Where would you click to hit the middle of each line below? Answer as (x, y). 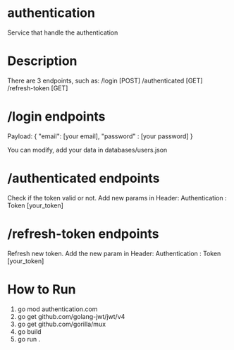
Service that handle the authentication (63, 32)
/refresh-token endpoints (83, 234)
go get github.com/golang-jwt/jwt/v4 (71, 316)
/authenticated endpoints (84, 179)
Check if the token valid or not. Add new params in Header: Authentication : (117, 198)
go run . (29, 339)
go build (29, 331)
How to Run (42, 289)
